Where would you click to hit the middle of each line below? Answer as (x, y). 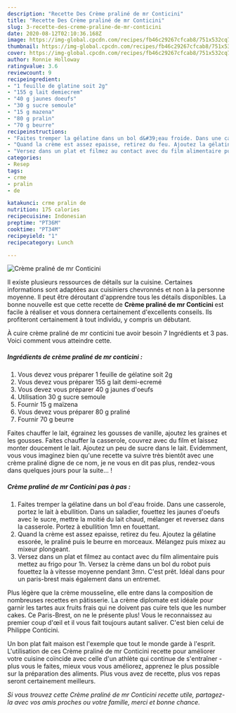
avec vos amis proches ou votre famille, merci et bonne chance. (107, 702)
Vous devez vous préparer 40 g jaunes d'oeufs (85, 390)
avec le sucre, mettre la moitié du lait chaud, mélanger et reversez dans (121, 519)
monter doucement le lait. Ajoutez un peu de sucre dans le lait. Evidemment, (118, 448)
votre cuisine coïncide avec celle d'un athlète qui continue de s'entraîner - (115, 659)
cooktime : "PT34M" (34, 229)
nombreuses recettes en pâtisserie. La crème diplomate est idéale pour (110, 600)
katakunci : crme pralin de (47, 203)
